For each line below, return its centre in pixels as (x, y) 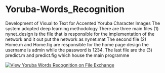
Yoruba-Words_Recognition (65, 9)
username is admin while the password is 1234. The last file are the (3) (79, 50)
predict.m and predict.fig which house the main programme (67, 55)
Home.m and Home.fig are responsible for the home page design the (77, 44)
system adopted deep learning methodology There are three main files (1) (82, 28)
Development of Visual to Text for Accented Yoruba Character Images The (83, 23)
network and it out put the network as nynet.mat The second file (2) (76, 39)
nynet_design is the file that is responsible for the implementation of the (80, 34)
